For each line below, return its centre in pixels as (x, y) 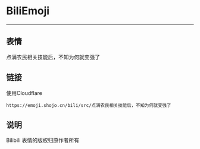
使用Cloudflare (24, 93)
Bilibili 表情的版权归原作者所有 (43, 140)
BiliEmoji (28, 11)
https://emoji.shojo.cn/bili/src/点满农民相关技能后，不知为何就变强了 (89, 105)
